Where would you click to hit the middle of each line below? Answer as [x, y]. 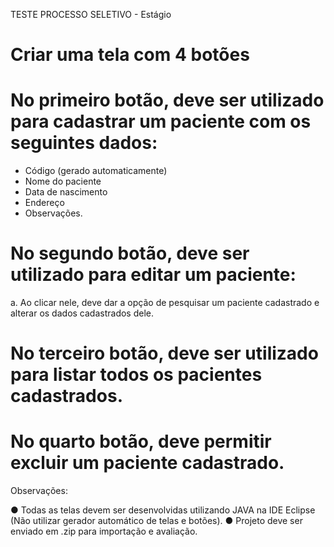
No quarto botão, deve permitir [141, 441]
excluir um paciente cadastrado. [147, 463]
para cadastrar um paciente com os [161, 121]
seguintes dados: [84, 143]
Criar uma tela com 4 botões [130, 55]
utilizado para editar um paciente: [153, 275]
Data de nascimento [66, 192]
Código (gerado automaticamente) [96, 171]
